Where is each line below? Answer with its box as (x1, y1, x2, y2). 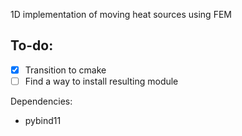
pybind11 (24, 114, 62, 126)
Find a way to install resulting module (24, 75, 179, 87)
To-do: (10, 37, 54, 54)
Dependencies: (10, 95, 73, 107)
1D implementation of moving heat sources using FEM (10, 9, 232, 20)
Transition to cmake (24, 64, 107, 76)
